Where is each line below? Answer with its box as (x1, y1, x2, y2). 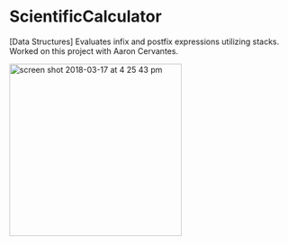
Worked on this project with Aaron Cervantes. (9, 45, 178, 56)
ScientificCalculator (9, 6, 162, 27)
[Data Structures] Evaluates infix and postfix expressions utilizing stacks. (9, 36, 280, 47)
